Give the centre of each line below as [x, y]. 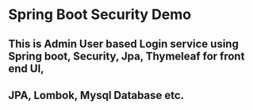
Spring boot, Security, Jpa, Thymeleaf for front [126, 56]
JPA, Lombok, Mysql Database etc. [96, 95]
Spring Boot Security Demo [100, 15]
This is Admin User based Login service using [124, 44]
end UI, [27, 68]
